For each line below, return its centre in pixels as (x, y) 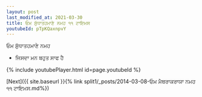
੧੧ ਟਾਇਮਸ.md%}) (28, 89)
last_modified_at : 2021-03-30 (45, 17)
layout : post (23, 12)
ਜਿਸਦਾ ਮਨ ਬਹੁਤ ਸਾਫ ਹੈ (39, 58)
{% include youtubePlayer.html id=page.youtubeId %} (74, 70)
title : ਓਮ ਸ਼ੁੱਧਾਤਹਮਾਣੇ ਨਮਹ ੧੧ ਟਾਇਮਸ (48, 23)
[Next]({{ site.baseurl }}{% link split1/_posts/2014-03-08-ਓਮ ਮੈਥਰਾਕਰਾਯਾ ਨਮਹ (101, 81)
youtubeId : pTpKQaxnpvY (36, 29)
